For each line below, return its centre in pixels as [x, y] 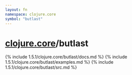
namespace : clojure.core [31, 14]
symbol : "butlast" [24, 19]
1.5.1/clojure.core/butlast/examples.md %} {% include [59, 62]
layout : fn [16, 10]
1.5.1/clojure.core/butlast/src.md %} [41, 68]
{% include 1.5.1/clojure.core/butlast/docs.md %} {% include [66, 57]
